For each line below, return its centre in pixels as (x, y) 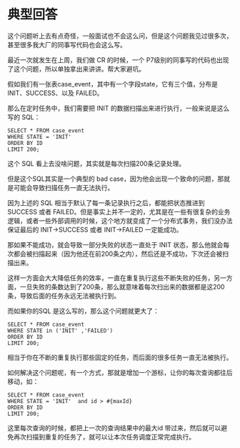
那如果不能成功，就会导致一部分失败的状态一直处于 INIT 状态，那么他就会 (115, 244)
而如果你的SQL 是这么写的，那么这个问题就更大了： (83, 311)
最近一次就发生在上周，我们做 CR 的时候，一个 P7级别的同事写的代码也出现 (118, 60)
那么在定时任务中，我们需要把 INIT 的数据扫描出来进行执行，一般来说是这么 (119, 108)
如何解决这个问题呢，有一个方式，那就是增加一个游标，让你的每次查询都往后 (120, 372)
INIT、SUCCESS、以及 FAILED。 (55, 93)
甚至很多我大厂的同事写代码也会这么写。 (67, 44)
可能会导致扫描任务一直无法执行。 (64, 187)
